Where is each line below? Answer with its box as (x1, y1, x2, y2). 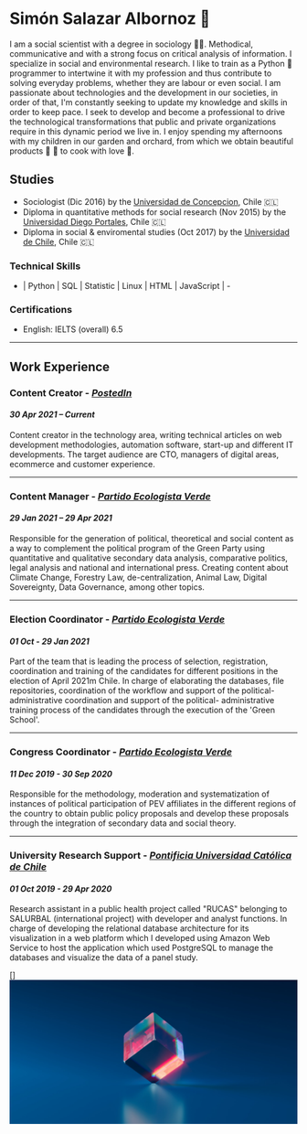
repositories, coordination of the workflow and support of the (9, 685, 240, 696)
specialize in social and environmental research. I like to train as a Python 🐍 (9, 58, 292, 69)
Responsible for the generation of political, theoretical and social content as (9, 532, 294, 543)
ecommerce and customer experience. (9, 458, 155, 469)
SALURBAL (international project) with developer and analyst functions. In (9, 914, 288, 925)
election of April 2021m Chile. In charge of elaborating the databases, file (9, 676, 285, 687)
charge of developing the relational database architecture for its (9, 923, 249, 934)
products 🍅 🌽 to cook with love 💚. (9, 145, 135, 156)
